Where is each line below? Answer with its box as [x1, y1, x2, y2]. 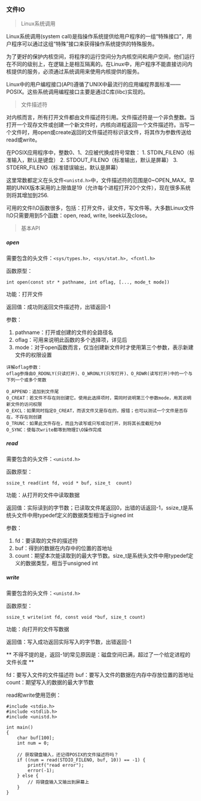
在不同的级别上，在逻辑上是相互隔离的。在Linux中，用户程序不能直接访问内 [6, 61, 193, 68]
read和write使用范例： [6, 691, 62, 699]
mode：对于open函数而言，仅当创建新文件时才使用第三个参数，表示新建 [14, 344, 194, 351]
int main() [6, 724, 33, 731]
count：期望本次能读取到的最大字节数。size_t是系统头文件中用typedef [14, 552, 188, 559]
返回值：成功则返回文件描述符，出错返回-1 [6, 303, 111, 311]
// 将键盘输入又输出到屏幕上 [28, 779, 90, 785]
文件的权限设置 [14, 351, 52, 359]
